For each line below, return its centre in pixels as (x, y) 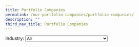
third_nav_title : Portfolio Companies (47, 24)
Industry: (15, 38)
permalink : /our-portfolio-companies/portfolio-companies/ (70, 15)
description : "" (23, 19)
